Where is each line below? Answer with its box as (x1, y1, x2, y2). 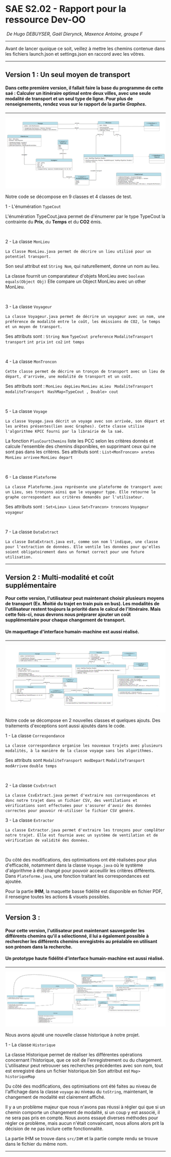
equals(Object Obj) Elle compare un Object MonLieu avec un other (5, 278, 146, 284)
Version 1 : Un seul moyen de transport (5, 70, 131, 79)
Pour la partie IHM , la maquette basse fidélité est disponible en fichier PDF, (5, 888, 163, 894)
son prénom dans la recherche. (5, 944, 73, 950)
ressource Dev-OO (5, 14, 86, 26)
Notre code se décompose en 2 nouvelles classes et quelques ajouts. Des (5, 717, 161, 723)
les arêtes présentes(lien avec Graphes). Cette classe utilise (5, 424, 145, 429)
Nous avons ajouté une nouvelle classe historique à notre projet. (5, 1031, 140, 1038)
